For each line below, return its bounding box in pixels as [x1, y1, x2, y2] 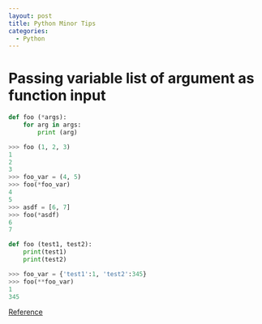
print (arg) [37, 128, 79, 136]
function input [8, 87, 106, 105]
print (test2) [23, 256, 67, 264]
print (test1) [23, 248, 67, 256]
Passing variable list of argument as [8, 70, 255, 87]
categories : [8, 27, 49, 35]
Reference [8, 307, 43, 317]
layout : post [8, 11, 53, 20]
